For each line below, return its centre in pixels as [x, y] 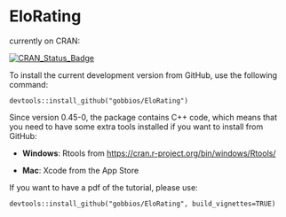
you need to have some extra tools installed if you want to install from [136, 127]
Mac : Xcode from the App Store [80, 170]
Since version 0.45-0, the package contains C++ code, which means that [143, 117]
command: [29, 84]
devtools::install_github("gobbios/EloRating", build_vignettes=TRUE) [143, 204]
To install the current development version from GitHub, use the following [143, 75]
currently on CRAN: [45, 41]
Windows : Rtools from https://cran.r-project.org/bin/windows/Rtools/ [149, 153]
